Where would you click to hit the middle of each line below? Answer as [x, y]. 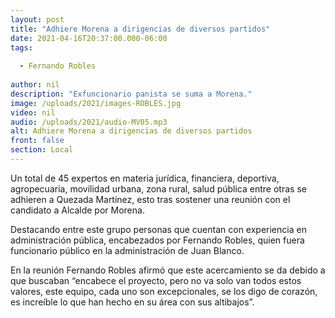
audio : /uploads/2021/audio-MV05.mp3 [89, 122]
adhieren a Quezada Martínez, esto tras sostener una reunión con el [150, 199]
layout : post [37, 19]
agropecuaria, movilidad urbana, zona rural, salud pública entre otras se [158, 188]
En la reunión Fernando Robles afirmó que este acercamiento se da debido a [168, 270]
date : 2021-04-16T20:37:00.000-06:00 [89, 38]
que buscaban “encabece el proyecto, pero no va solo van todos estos [156, 280]
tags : [21, 47]
